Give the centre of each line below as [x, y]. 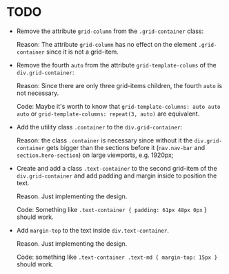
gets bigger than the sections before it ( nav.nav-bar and [126, 147]
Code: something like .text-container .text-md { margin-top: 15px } [117, 257]
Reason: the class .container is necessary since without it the [104, 140]
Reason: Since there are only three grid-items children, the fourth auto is [119, 85]
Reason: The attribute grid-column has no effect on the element [107, 44]
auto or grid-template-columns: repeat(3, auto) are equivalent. [108, 114]
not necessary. [38, 93]
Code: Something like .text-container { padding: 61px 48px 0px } [112, 209]
